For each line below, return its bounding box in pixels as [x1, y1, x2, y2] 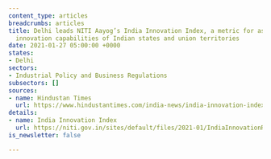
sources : [8, 86, 38, 95]
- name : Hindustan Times [8, 94, 92, 102]
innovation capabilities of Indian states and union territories [15, 34, 240, 43]
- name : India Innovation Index [8, 116, 117, 124]
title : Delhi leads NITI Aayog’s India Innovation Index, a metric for [8, 26, 254, 35]
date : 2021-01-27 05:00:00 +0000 [8, 42, 121, 50]
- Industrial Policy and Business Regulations [8, 71, 168, 79]
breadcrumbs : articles [8, 19, 85, 27]
